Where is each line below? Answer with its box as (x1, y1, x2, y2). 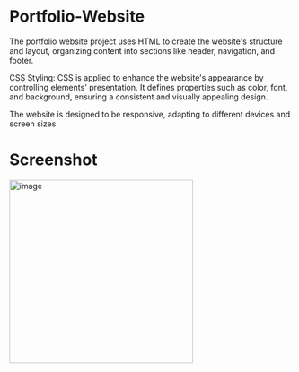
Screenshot (9, 150, 98, 170)
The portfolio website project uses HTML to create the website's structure (9, 36, 283, 47)
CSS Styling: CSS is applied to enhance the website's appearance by (9, 72, 264, 82)
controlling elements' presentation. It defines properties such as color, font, (9, 82, 288, 92)
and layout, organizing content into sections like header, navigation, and (9, 45, 276, 56)
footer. (9, 55, 34, 65)
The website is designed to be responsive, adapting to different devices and (9, 108, 291, 119)
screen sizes (9, 118, 57, 129)
